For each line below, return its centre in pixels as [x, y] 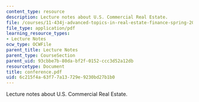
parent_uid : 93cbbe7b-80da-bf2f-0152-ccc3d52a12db [70, 61]
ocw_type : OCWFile [29, 45]
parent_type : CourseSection [41, 55]
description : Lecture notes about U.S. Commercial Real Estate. [87, 17]
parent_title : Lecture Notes [42, 50]
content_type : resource [36, 11]
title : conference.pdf [34, 72]
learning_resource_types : [38, 34]
